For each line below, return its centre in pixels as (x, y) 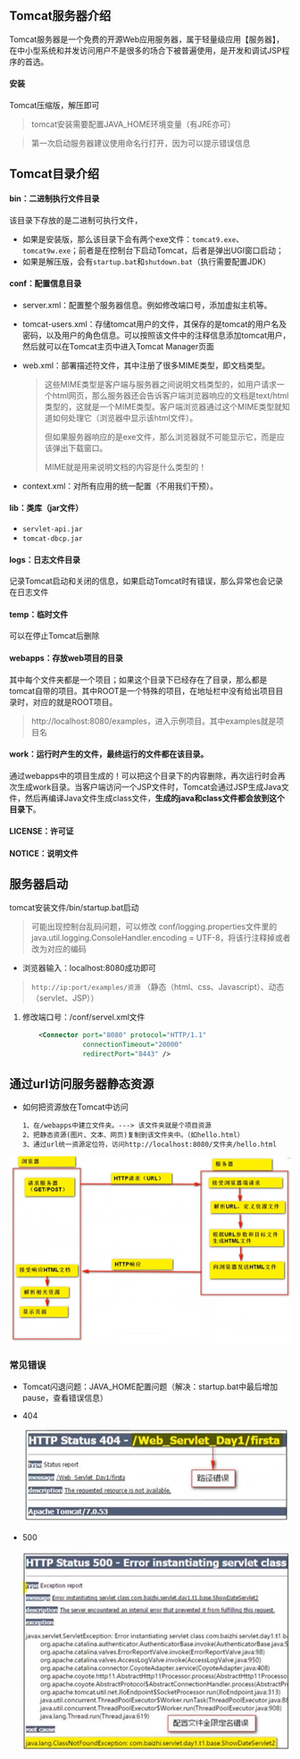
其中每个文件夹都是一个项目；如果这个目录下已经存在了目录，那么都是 (138, 679)
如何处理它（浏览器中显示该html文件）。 (125, 417)
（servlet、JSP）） (65, 998)
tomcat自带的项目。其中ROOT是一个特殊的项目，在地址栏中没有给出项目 (142, 691)
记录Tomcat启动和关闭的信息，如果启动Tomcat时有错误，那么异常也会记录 (146, 581)
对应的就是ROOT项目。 (75, 702)
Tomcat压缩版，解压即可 (54, 105)
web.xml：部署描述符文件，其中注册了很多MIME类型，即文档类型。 (146, 365)
